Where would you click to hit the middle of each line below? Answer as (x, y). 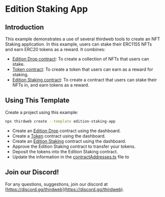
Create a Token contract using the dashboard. (59, 136)
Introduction (25, 27)
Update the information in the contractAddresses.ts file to (71, 157)
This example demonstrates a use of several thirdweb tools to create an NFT (83, 39)
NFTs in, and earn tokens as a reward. (51, 85)
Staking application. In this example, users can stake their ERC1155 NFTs (79, 44)
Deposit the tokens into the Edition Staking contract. (65, 151)
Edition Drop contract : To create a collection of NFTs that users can (81, 59)
